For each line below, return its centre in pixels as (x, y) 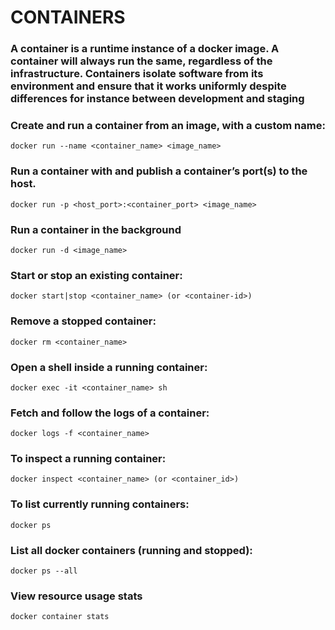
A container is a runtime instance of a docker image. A (145, 49)
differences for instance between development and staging (157, 99)
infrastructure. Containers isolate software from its (137, 74)
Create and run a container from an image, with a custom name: (168, 126)
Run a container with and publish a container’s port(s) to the (159, 171)
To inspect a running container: (88, 459)
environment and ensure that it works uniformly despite (148, 86)
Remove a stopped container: (83, 321)
